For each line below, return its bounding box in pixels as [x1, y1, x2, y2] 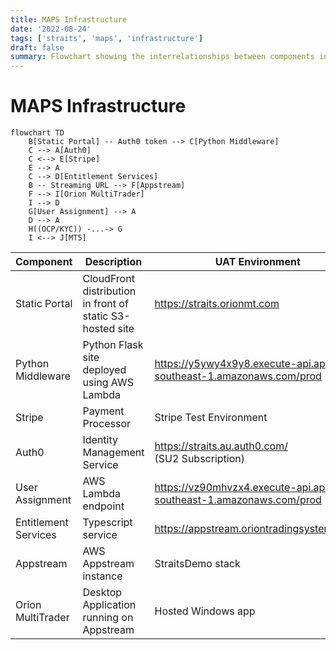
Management [82, 446, 145, 460]
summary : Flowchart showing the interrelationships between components [10, 52, 315, 62]
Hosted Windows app [154, 604, 256, 618]
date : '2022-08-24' [10, 24, 92, 34]
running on [82, 611, 134, 625]
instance [82, 569, 123, 583]
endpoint [82, 499, 125, 513]
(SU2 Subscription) [154, 452, 245, 466]
